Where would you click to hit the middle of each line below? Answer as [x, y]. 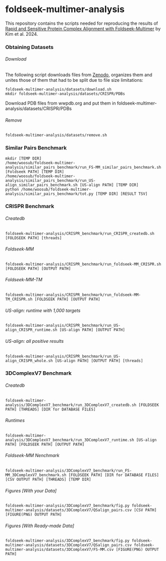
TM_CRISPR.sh [19, 299]
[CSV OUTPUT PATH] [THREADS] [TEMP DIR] [48, 480]
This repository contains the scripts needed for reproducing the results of [81, 23]
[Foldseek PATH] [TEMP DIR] [35, 172]
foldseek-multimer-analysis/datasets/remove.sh [56, 135]
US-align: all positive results [35, 341]
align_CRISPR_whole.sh [29, 361]
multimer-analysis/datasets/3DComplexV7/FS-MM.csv [60, 550]
